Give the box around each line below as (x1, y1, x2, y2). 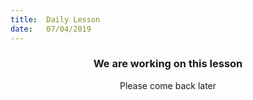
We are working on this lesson (93, 57, 243, 71)
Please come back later (119, 79, 217, 91)
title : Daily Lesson (10, 14, 101, 25)
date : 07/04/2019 (10, 24, 92, 34)
